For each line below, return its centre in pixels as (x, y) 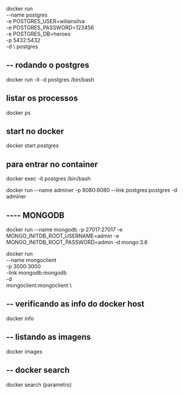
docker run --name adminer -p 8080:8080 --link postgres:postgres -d (92, 190)
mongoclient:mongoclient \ (39, 286)
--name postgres (27, 15)
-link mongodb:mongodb (36, 273)
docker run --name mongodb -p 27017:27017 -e (65, 230)
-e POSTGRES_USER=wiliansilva (46, 21)
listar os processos (42, 98)
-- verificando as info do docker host (75, 304)
